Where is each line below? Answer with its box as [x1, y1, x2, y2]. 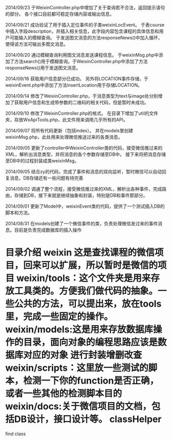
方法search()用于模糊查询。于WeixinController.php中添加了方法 [14, 58, 148, 64]
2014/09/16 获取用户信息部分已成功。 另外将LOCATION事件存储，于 [5, 76, 148, 82]
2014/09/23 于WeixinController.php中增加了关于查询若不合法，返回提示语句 [5, 5, 165, 10]
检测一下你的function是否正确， [23, 375, 159, 387]
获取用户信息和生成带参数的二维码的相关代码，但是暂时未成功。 [14, 99, 149, 105]
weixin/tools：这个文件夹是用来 [16, 272, 151, 284]
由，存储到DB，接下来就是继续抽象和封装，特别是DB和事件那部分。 [5, 192, 148, 198]
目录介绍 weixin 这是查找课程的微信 [5, 247, 155, 258]
